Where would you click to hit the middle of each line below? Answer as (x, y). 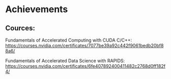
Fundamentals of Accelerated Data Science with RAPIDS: (65, 61)
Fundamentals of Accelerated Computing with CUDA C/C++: (69, 40)
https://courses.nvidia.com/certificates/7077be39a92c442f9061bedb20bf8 (84, 46)
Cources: (20, 28)
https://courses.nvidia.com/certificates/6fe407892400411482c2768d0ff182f (85, 66)
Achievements (37, 9)
